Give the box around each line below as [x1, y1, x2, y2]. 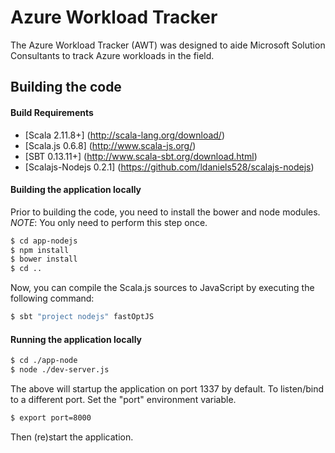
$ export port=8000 [10, 413, 92, 423]
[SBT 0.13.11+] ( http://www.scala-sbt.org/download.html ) [24, 150, 258, 162]
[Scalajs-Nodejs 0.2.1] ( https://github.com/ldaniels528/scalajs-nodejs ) [24, 161, 315, 173]
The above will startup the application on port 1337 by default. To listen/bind [10, 383, 324, 395]
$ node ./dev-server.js [10, 365, 110, 375]
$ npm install [10, 245, 70, 255]
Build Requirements [10, 106, 94, 118]
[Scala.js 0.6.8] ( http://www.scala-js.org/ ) [24, 139, 197, 151]
